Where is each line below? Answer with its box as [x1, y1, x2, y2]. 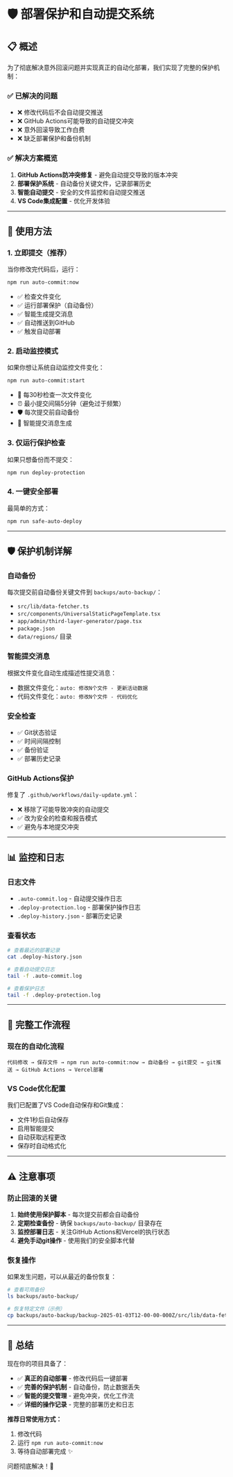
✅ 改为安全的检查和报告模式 [17, 814, 98, 823]
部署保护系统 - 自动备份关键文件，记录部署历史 [17, 179, 152, 188]
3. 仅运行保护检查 [7, 438, 66, 448]
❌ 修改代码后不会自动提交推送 [17, 108, 103, 117]
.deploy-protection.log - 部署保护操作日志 [17, 903, 141, 911]
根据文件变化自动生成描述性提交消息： [7, 668, 116, 677]
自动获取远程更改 [17, 1133, 67, 1141]
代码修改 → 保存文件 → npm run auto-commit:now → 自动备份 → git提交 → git [7, 1059, 216, 1066]
